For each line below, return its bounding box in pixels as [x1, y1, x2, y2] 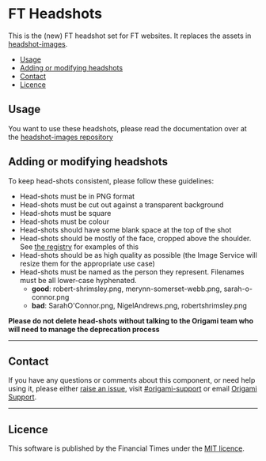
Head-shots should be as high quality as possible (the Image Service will [19, 250, 257, 259]
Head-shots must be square [19, 208, 112, 217]
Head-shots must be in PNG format [19, 191, 135, 201]
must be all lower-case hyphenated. [19, 275, 137, 285]
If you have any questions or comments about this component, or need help [8, 376, 256, 385]
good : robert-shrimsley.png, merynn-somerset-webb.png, [31, 284, 222, 293]
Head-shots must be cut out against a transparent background [19, 199, 224, 210]
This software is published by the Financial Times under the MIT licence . [8, 444, 245, 453]
